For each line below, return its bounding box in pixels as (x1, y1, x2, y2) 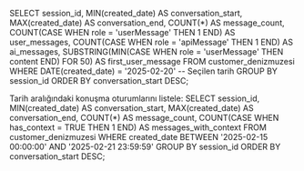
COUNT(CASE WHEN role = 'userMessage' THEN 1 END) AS (9, 27, 236, 37)
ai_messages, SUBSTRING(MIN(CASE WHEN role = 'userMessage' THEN (9, 46, 284, 57)
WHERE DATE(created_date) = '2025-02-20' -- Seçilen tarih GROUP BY (9, 65, 278, 76)
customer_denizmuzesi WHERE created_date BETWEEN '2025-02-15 (9, 132, 269, 142)
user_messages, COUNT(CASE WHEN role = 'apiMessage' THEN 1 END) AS (9, 36, 294, 47)
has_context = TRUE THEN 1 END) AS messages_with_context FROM (9, 122, 267, 133)
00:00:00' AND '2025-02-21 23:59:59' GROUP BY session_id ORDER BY (9, 141, 281, 152)
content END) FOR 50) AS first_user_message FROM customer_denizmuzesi (9, 56, 296, 66)
